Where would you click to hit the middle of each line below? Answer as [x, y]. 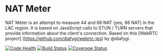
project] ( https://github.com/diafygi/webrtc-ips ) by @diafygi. [68, 38]
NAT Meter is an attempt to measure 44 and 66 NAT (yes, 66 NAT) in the [80, 22]
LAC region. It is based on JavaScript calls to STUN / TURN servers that [79, 27]
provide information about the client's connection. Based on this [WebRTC [82, 33]
